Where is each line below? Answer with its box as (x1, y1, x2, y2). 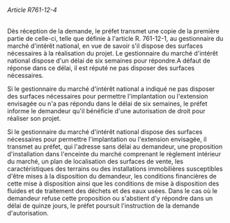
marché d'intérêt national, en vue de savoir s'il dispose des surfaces (7, 42, 204, 50)
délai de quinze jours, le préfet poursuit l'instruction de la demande (7, 201, 200, 210)
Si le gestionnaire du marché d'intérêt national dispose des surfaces (7, 128, 203, 136)
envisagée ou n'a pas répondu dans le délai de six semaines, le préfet (7, 99, 208, 108)
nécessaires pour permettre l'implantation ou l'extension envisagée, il (7, 135, 207, 144)
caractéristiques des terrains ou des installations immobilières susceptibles (7, 165, 223, 173)
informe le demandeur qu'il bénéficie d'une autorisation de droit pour (7, 107, 206, 115)
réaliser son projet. (7, 115, 61, 123)
